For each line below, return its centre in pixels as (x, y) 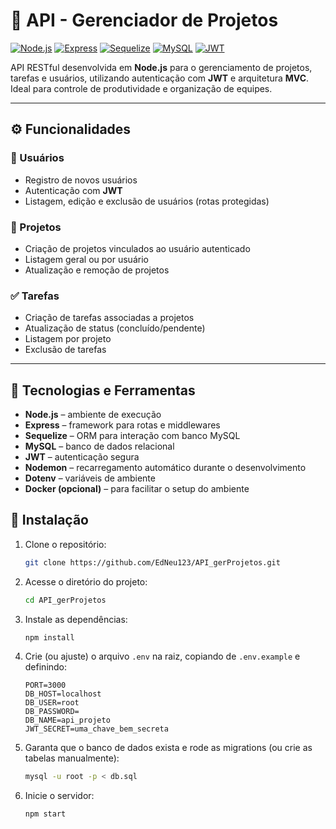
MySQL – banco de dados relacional (99, 446)
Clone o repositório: (65, 544)
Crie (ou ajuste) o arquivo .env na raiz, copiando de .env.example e (162, 656)
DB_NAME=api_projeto (67, 720)
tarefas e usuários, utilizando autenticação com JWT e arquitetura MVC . (160, 78)
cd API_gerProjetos (65, 600)
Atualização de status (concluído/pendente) (115, 328)
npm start (45, 814)
